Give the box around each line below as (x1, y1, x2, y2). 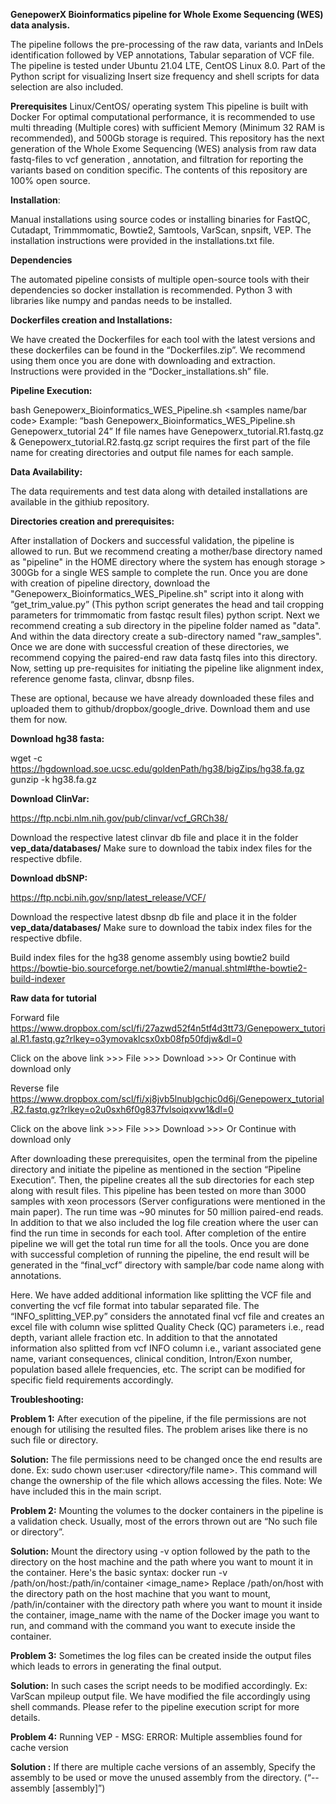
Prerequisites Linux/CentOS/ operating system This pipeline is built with (10, 100, 309, 112)
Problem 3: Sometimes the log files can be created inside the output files (10, 1650, 312, 1661)
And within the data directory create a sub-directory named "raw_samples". (10, 630, 322, 642)
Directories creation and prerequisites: (10, 515, 175, 527)
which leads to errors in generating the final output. (10, 1660, 222, 1672)
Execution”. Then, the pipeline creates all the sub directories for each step (10, 1174, 315, 1186)
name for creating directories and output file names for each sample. (10, 447, 294, 458)
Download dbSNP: (10, 872, 88, 884)
